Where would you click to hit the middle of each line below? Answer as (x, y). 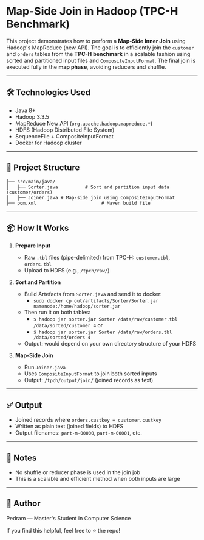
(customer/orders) (29, 192)
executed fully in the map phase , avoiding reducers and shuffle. (86, 67)
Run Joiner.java (45, 368)
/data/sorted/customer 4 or (68, 325)
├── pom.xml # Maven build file (78, 203)
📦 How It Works (38, 228)
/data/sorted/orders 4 (62, 338)
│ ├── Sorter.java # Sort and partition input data (88, 187)
